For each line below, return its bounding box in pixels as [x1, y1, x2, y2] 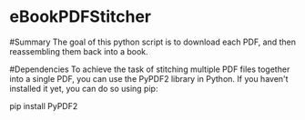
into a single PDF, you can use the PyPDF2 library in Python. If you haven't [9, 73, 289, 84]
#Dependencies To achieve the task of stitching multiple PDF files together [9, 64, 290, 75]
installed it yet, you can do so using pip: [9, 83, 158, 94]
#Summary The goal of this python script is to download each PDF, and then [9, 36, 296, 47]
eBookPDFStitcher [9, 6, 152, 27]
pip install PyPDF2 [9, 100, 78, 111]
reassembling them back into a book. [9, 45, 148, 56]
